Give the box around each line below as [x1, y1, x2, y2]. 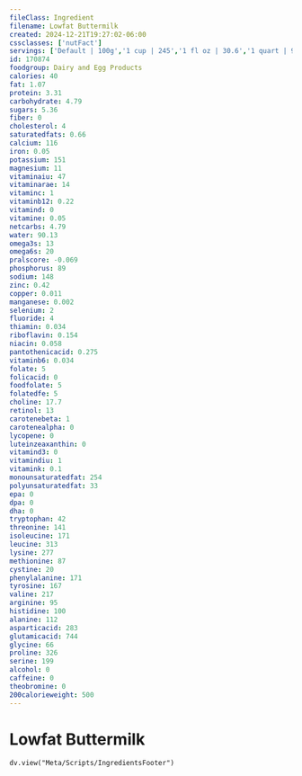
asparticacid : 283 [9, 623, 78, 632]
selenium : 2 [9, 306, 54, 315]
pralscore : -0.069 [9, 255, 78, 265]
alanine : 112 [9, 615, 58, 624]
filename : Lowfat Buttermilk [9, 22, 119, 31]
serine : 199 [9, 657, 54, 666]
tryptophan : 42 [9, 514, 67, 524]
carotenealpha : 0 [9, 423, 75, 432]
